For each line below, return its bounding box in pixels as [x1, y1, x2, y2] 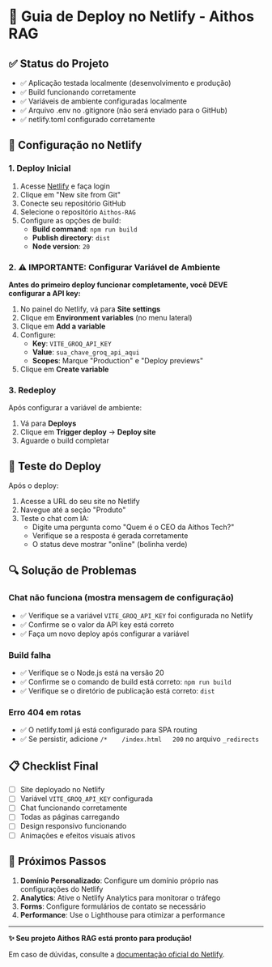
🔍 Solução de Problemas [8, 564, 138, 578]
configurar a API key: [8, 288, 81, 298]
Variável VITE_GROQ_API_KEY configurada [19, 794, 154, 804]
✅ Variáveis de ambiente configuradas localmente [19, 96, 188, 106]
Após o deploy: [8, 481, 59, 490]
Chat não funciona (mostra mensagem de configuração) [8, 592, 235, 604]
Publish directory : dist [32, 232, 111, 242]
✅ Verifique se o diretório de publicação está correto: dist [19, 686, 215, 696]
